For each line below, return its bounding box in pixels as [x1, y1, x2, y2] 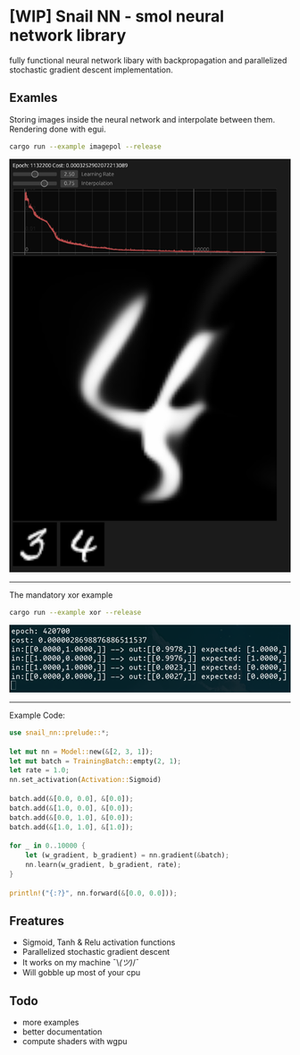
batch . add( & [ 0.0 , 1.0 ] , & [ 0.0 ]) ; [9, 813, 134, 822]
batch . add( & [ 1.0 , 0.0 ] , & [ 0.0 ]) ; [9, 804, 134, 813]
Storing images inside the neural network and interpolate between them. [9, 114, 275, 124]
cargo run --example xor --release [9, 608, 142, 617]
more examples [21, 1017, 79, 1028]
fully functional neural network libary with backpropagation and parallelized [9, 55, 287, 65]
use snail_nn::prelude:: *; [9, 727, 110, 737]
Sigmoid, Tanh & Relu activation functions [21, 937, 176, 948]
